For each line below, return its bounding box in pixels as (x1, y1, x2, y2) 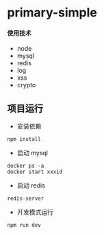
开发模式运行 (16, 208, 53, 216)
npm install (7, 136, 41, 143)
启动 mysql (16, 149, 49, 157)
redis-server (7, 195, 44, 202)
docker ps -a (7, 163, 44, 170)
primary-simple (7, 5, 97, 21)
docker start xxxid (7, 168, 63, 176)
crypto (16, 81, 36, 89)
